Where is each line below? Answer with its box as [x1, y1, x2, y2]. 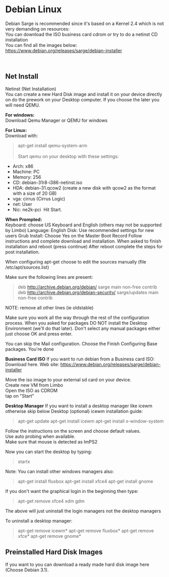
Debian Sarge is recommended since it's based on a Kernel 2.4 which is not [5, 20, 164, 27]
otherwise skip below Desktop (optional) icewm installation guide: [5, 408, 144, 414]
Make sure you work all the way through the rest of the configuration [5, 314, 149, 321]
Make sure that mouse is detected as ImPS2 [5, 438, 98, 444]
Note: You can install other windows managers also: [5, 468, 114, 475]
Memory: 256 [12, 174, 42, 180]
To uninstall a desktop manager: [5, 517, 73, 523]
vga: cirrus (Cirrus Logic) [12, 195, 65, 202]
